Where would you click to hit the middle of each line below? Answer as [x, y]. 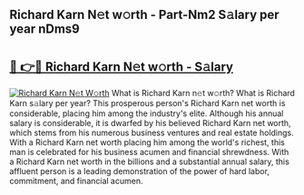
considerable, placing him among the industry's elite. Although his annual [147, 113]
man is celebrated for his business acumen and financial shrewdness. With [149, 152]
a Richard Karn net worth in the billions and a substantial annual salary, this [150, 161]
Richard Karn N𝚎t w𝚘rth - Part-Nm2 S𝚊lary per [144, 15]
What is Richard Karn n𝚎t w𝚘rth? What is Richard [203, 93]
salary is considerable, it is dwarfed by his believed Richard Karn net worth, [151, 123]
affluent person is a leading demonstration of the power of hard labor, [140, 171]
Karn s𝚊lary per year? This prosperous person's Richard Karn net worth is [147, 103]
